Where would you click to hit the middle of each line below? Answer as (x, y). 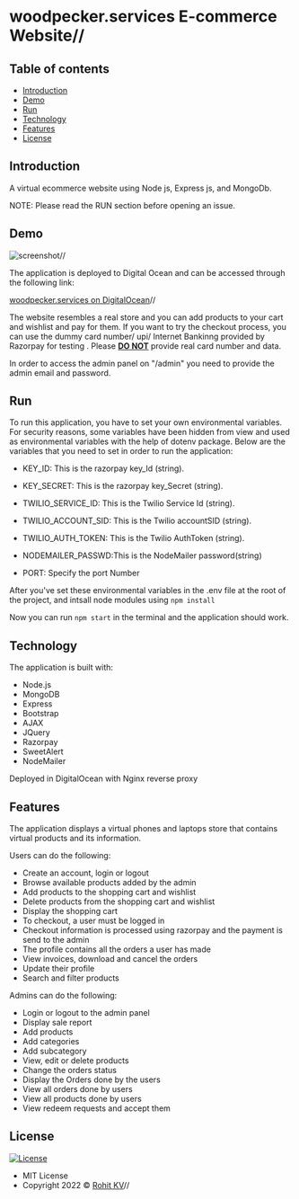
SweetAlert (43, 751)
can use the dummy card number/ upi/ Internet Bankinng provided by (137, 336)
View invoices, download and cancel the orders (110, 959)
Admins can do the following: (63, 996)
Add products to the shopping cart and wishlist (109, 893)
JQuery (36, 733)
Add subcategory (54, 1051)
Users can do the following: (60, 856)
